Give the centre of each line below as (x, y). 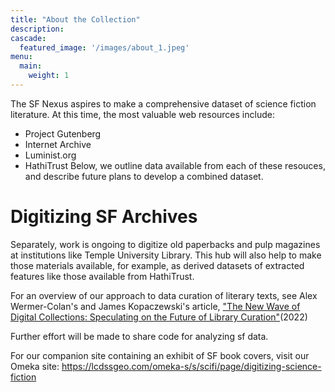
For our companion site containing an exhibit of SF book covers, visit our (160, 355)
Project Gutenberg (63, 133)
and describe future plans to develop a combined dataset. (144, 176)
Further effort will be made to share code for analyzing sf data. (139, 336)
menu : (21, 57)
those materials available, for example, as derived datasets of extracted (157, 265)
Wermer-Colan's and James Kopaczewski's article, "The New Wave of (155, 306)
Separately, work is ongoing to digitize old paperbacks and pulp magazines (165, 244)
